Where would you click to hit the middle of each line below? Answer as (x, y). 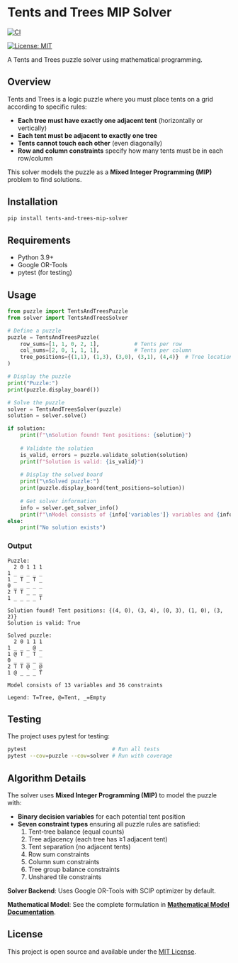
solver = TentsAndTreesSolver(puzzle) (64, 409)
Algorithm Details (47, 778)
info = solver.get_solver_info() (69, 508)
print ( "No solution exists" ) (63, 528)
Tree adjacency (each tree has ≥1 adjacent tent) (98, 839)
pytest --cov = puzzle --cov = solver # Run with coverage (90, 756)
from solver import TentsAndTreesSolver (68, 318)
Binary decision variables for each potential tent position (101, 816)
